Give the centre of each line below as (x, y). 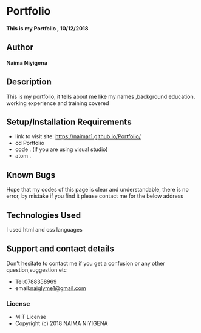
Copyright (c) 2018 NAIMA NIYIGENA (61, 323)
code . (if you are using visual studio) (61, 149)
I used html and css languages (45, 230)
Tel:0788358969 (36, 281)
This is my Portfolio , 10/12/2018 (47, 28)
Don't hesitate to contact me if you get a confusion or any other (86, 263)
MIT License (31, 317)
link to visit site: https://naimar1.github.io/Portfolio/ (78, 136)
